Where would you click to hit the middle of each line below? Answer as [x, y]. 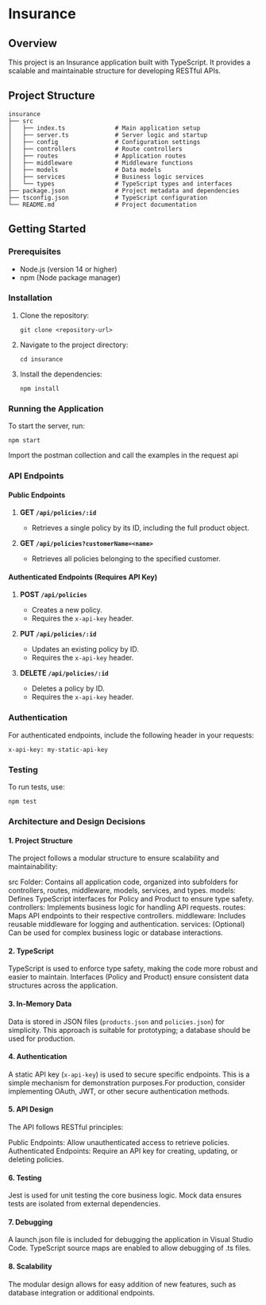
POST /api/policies [53, 594]
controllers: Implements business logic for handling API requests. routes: [127, 907]
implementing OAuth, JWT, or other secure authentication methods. [119, 1091]
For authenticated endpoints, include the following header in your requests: [131, 735]
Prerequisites [35, 251]
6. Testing [25, 1178]
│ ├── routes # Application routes [97, 156]
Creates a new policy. [67, 610]
